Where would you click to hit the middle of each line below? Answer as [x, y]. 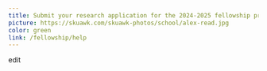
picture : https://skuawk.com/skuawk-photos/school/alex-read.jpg [118, 23]
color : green [30, 30]
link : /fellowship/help [48, 37]
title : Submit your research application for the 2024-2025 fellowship [129, 15]
